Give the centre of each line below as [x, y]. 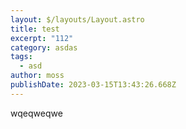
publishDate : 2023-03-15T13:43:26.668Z [93, 85]
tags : [21, 57]
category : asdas [44, 47]
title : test [35, 29]
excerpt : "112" [42, 38]
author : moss [37, 76]
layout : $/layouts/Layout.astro [77, 19]
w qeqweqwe [36, 113]
